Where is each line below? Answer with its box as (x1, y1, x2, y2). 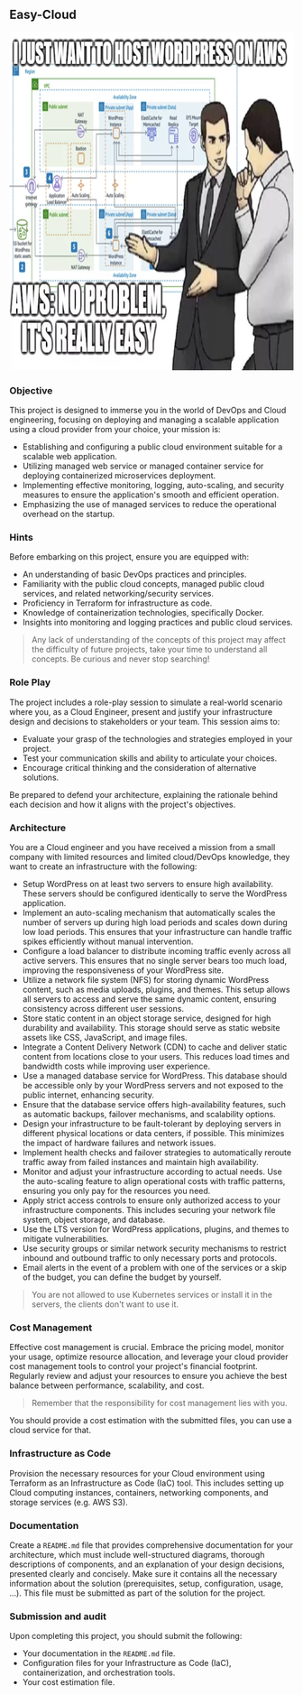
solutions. (22, 772, 60, 783)
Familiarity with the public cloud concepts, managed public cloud (22, 579, 265, 589)
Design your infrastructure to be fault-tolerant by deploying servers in (22, 1118, 281, 1129)
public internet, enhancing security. (22, 1089, 155, 1100)
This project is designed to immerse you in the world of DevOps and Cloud (9, 405, 287, 416)
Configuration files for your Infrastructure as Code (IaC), (22, 1658, 232, 1669)
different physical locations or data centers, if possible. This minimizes (22, 1128, 285, 1138)
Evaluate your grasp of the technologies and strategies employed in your (22, 733, 293, 744)
